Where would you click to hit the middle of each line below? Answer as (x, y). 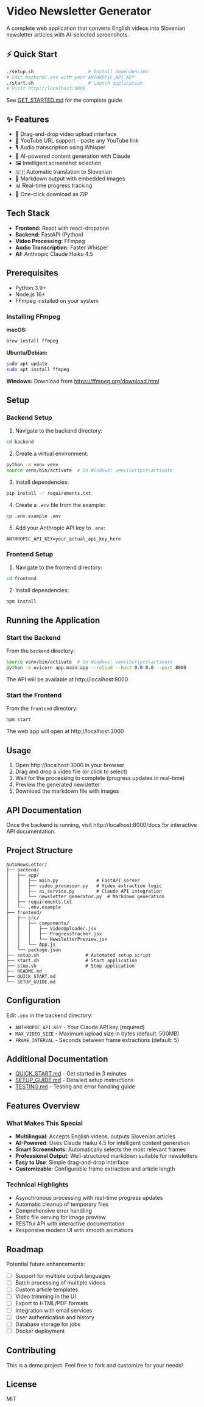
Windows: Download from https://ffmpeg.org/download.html (83, 381)
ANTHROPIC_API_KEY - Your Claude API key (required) (80, 1027)
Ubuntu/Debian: (27, 352)
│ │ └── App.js (31, 944)
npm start (19, 720)
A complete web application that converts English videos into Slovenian (96, 28)
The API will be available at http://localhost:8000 (67, 679)
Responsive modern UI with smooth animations (74, 1230)
